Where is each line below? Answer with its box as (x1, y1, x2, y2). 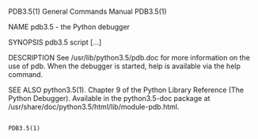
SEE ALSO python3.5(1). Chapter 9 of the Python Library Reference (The (8, 85, 244, 95)
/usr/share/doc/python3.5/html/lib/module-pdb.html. (8, 102, 180, 111)
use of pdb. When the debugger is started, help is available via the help (8, 61, 241, 71)
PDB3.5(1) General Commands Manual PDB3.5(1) (8, 7, 168, 16)
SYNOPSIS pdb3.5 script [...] (8, 37, 102, 47)
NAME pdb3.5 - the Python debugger (8, 22, 131, 31)
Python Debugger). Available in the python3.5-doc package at (8, 94, 211, 102)
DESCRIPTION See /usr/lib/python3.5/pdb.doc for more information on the (8, 53, 251, 62)
